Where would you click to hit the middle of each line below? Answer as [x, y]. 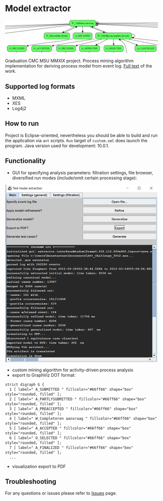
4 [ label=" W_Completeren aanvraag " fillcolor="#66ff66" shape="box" [83, 418]
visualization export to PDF [39, 466]
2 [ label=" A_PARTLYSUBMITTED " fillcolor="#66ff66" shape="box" [78, 399]
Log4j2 [19, 108]
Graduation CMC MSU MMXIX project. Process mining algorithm [69, 61]
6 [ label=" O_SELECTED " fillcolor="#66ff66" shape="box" [70, 438]
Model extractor [38, 8]
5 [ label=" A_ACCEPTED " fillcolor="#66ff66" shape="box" [70, 428]
